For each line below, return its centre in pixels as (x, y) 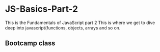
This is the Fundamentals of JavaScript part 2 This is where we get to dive (80, 23)
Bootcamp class (30, 43)
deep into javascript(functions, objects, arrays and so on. (63, 27)
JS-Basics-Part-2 (42, 9)
